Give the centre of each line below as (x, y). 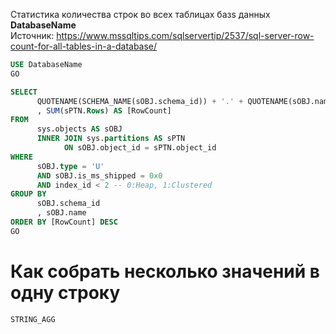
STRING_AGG (33, 319)
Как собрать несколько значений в (165, 271)
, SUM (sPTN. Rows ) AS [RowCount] (104, 110)
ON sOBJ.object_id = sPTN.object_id (140, 148)
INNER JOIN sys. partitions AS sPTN (111, 139)
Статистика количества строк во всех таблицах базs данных (140, 14)
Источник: (32, 35)
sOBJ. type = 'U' (70, 166)
